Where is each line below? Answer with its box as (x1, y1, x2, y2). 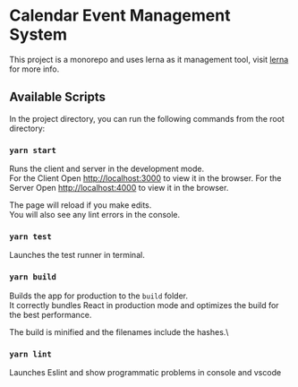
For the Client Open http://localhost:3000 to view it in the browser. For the (9, 173, 282, 184)
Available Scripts (9, 90, 106, 105)
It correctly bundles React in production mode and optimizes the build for (9, 299, 279, 310)
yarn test (9, 231, 52, 242)
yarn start (9, 145, 56, 155)
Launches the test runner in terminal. (9, 250, 145, 261)
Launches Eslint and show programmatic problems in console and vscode (9, 366, 282, 377)
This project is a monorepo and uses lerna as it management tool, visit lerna (9, 54, 289, 64)
